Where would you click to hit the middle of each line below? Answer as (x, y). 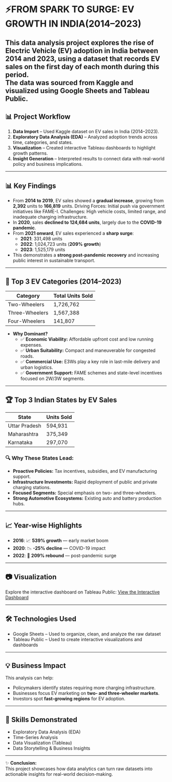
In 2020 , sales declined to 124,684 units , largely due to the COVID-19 (87, 222)
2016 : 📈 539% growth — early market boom (60, 540)
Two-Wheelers (26, 305)
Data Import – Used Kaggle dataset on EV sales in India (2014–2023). (86, 132)
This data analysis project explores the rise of (80, 43)
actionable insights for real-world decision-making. (59, 774)
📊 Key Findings (31, 186)
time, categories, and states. (43, 142)
